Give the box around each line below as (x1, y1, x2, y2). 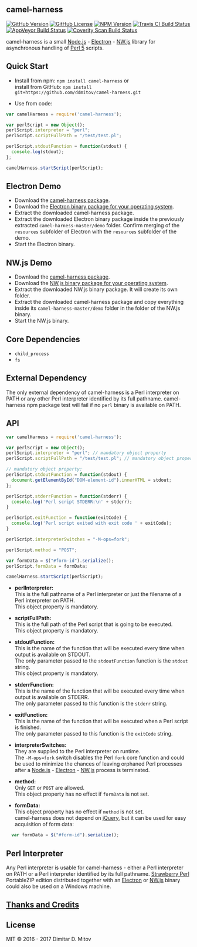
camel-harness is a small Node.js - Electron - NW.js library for (6, 38, 156, 45)
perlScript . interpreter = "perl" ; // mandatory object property (6, 450, 167, 456)
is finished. (14, 724, 42, 731)
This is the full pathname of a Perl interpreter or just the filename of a (14, 591, 182, 598)
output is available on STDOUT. (14, 651, 91, 658)
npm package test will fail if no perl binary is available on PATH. (26, 401, 181, 408)
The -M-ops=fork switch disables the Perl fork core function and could (14, 754, 185, 761)
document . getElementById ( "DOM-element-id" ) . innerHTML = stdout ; (11, 477, 172, 483)
